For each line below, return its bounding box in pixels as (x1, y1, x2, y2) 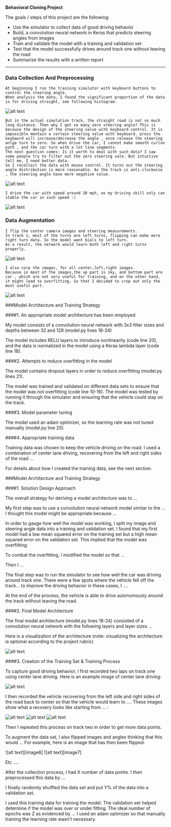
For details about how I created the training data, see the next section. (5, 465, 152, 471)
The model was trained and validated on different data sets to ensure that (5, 383, 159, 389)
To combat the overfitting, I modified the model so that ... (5, 552, 125, 558)
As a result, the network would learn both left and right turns (5, 242, 147, 247)
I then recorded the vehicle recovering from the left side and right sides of (5, 693, 160, 699)
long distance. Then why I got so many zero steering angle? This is (5, 123, 156, 128)
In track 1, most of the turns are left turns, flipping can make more (5, 233, 160, 238)
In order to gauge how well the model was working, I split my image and (5, 520, 156, 526)
